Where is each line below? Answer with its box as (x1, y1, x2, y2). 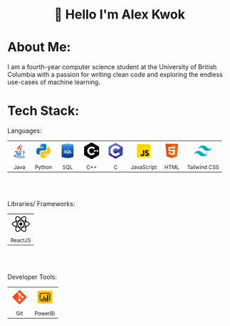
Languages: (7, 126, 42, 135)
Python (34, 163, 53, 170)
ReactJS (10, 237, 31, 244)
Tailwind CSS (187, 163, 219, 170)
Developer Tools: (7, 272, 58, 281)
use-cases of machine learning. (7, 78, 101, 86)
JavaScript (130, 163, 157, 170)
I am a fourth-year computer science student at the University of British (7, 63, 217, 71)
